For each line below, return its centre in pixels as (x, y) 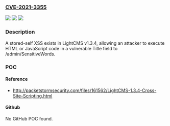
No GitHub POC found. (29, 118)
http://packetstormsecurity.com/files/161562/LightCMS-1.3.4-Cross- (84, 90)
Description (20, 32)
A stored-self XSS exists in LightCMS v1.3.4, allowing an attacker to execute (85, 43)
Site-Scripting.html (32, 96)
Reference (17, 79)
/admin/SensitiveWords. (30, 54)
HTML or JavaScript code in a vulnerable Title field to (62, 48)
